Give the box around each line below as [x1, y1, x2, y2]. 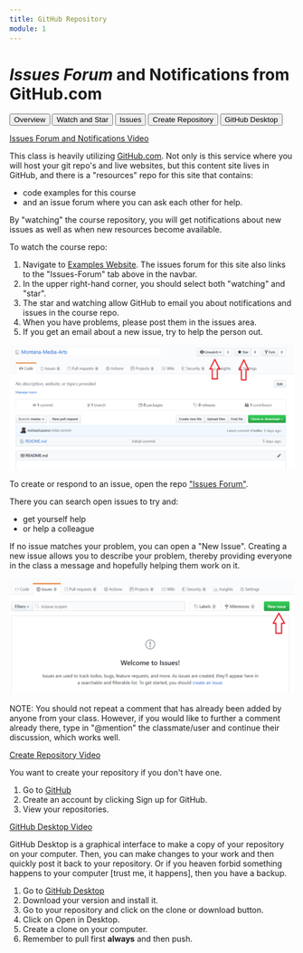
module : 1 [9, 24, 47, 33]
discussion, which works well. [9, 731, 121, 742]
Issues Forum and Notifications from [9, 64, 289, 85]
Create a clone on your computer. [22, 923, 148, 934]
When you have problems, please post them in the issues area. [22, 317, 258, 328]
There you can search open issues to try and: [9, 496, 179, 507]
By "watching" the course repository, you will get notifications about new [9, 214, 282, 225]
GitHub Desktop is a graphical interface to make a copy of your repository [9, 838, 285, 850]
